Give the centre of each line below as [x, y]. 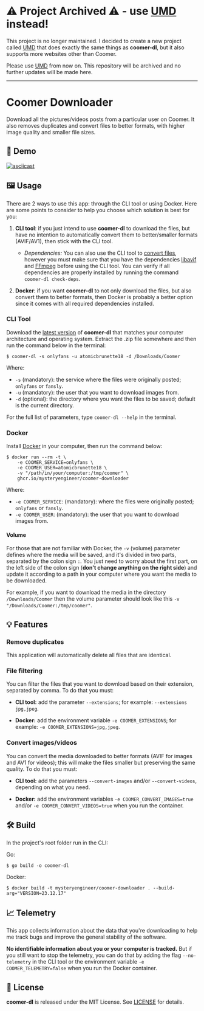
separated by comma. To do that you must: [60, 691]
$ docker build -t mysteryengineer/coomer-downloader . [78, 888]
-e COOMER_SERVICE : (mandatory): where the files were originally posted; [104, 502]
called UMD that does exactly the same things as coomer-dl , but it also [95, 47]
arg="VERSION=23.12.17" [36, 894]
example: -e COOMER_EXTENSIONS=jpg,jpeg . [67, 727]
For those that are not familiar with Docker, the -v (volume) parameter [93, 548]
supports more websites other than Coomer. [62, 53]
